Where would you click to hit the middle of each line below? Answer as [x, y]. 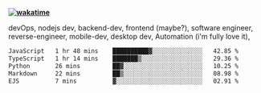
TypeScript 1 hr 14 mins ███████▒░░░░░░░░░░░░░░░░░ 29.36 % [124, 59]
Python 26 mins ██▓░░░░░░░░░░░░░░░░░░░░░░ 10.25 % [124, 66]
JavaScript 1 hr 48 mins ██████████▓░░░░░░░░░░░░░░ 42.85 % [124, 51]
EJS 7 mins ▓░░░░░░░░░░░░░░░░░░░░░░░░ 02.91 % [124, 81]
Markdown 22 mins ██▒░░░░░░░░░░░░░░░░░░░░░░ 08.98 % [124, 73]
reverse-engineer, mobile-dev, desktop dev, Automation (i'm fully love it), [129, 36]
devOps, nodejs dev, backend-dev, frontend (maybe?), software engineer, [131, 28]
